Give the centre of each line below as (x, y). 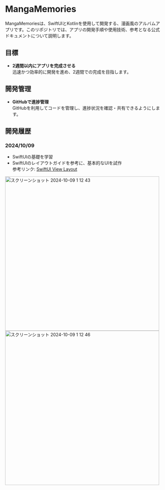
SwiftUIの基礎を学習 (33, 157)
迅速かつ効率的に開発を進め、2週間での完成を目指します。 (72, 72)
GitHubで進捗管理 (31, 102)
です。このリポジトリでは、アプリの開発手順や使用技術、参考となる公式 (87, 29)
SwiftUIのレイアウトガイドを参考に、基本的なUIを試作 (67, 163)
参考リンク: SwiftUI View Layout (45, 169)
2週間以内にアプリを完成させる (44, 66)
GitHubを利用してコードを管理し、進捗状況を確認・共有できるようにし (84, 108)
